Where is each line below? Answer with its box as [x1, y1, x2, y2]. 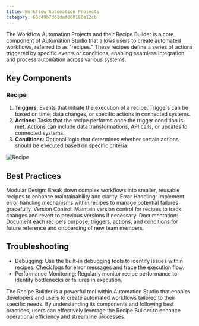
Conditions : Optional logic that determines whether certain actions [14, 136, 179, 143]
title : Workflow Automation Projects [6, 8, 100, 15]
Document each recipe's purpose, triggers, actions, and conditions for [6, 218, 178, 225]
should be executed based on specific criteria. [14, 142, 129, 149]
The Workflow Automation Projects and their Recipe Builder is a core [6, 30, 174, 37]
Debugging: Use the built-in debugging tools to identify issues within [14, 257, 183, 264]
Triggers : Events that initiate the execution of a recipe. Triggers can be [14, 105, 188, 112]
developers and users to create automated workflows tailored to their [6, 294, 176, 301]
